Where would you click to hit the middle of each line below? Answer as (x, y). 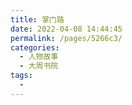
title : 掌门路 (37, 19)
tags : (21, 76)
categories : (35, 47)
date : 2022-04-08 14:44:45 (66, 29)
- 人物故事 (39, 57)
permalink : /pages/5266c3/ (66, 38)
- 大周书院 (39, 66)
